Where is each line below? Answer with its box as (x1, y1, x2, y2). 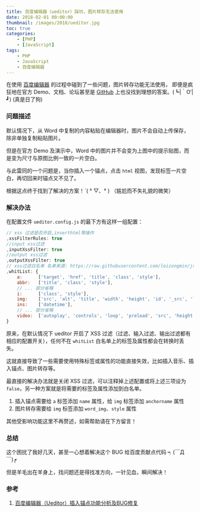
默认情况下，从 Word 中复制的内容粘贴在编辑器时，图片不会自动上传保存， (6, 127, 189, 134)
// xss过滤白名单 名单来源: (6, 263, 68, 269)
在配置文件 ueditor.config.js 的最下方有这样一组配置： (6, 218, 143, 225)
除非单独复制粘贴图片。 (6, 134, 64, 142)
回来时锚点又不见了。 (26, 174, 79, 181)
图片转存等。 (26, 365, 58, 372)
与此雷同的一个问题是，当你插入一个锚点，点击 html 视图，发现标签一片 (6, 167, 182, 174)
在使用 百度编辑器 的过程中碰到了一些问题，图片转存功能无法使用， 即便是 (6, 81, 188, 88)
